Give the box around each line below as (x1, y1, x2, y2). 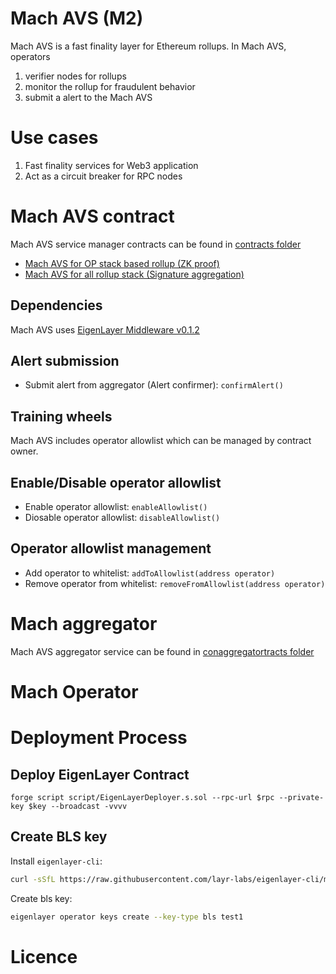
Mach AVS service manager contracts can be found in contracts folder (10, 238, 302, 250)
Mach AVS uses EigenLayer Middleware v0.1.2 (10, 323, 200, 336)
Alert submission (10, 353, 120, 370)
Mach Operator (10, 681, 139, 703)
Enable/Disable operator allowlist (10, 474, 222, 491)
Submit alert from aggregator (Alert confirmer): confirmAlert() (24, 379, 284, 391)
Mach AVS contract (10, 205, 175, 228)
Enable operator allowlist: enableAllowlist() (24, 501, 208, 513)
